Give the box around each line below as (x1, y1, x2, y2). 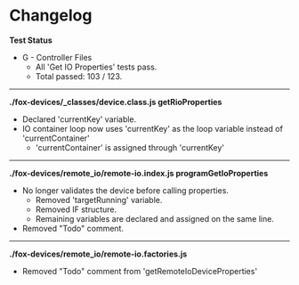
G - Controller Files (21, 52, 93, 62)
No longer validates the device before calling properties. (21, 184, 230, 196)
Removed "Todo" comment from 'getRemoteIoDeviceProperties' (21, 265, 258, 276)
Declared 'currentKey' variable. (21, 113, 137, 125)
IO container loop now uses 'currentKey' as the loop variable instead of (21, 123, 283, 134)
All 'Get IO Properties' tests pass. (35, 61, 158, 72)
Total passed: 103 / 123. (35, 70, 123, 81)
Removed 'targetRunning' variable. (35, 194, 163, 205)
